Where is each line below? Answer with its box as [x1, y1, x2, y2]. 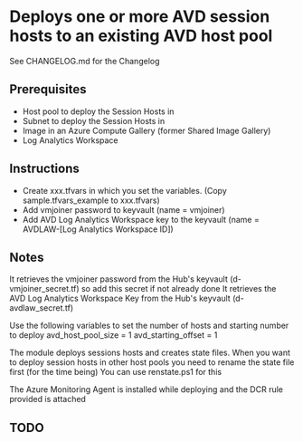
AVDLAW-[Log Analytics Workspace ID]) [22, 224, 174, 235]
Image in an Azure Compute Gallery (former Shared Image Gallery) [22, 125, 271, 136]
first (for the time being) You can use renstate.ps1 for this [9, 367, 223, 378]
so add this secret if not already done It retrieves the [80, 283, 277, 294]
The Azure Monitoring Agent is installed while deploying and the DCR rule [9, 384, 283, 395]
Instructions [9, 161, 80, 177]
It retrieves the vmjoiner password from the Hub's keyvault [9, 274, 229, 284]
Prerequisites [9, 82, 87, 97]
